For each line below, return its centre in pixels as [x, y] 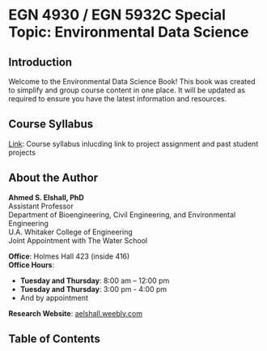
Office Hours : [32, 264]
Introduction [40, 62]
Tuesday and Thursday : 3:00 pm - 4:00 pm [93, 289]
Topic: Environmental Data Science [129, 32]
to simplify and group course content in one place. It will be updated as [127, 90]
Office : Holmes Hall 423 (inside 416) [69, 256]
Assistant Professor [41, 206]
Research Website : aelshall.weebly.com [76, 313]
